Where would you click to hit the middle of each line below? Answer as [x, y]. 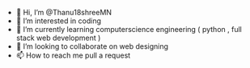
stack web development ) [58, 38]
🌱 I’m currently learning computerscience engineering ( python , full [129, 29]
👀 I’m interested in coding [59, 21]
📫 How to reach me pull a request [73, 55]
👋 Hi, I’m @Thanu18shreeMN [64, 12]
